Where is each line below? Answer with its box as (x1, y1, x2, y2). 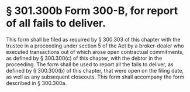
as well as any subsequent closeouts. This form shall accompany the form (6, 73, 185, 80)
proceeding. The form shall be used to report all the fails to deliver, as (6, 60, 174, 68)
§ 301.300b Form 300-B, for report (6, 4, 178, 18)
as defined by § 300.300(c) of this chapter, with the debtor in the (6, 54, 163, 62)
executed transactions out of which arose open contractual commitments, (6, 48, 184, 55)
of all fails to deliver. (6, 16, 106, 30)
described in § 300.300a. (6, 79, 67, 86)
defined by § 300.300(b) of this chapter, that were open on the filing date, (6, 67, 184, 74)
